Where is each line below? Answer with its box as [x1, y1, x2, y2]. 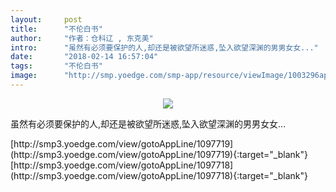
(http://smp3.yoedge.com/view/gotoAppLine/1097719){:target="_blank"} [10, 148, 308, 160]
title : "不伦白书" [10, 24, 103, 34]
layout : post [10, 14, 83, 25]
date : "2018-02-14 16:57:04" [10, 52, 159, 62]
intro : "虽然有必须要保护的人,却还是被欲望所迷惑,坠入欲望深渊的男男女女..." [10, 42, 319, 53]
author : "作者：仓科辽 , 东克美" [10, 33, 154, 43]
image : [10, 71, 38, 81]
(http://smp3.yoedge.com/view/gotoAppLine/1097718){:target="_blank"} [10, 169, 308, 181]
